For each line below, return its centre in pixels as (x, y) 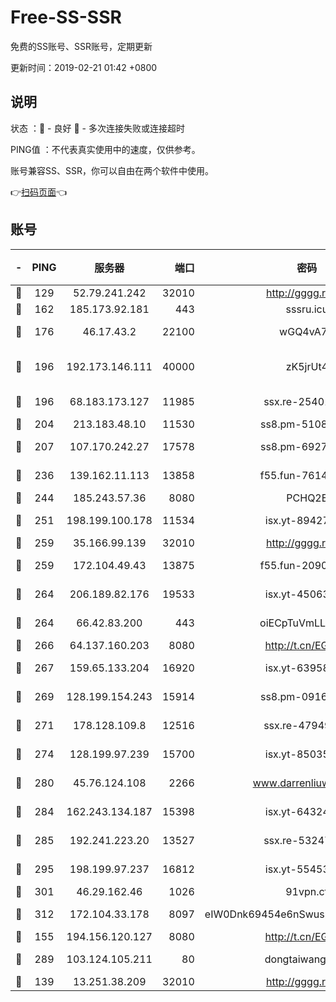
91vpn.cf (307, 891)
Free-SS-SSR (66, 17)
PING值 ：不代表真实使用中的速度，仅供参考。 (105, 149)
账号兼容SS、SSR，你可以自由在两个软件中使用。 (112, 170)
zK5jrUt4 (307, 366)
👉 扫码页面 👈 (39, 192)
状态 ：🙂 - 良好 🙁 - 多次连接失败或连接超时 (97, 128)
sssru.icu (307, 309)
